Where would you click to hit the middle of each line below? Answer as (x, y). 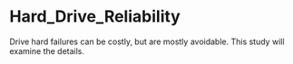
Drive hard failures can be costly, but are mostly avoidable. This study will (147, 41)
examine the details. (47, 50)
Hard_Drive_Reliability (95, 17)
